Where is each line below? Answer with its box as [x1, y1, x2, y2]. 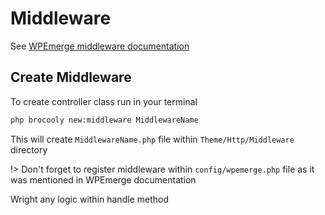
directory [10, 143, 48, 156]
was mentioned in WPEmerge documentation [10, 173, 197, 186]
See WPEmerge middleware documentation [10, 40, 190, 52]
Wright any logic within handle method [10, 193, 169, 205]
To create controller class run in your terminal [10, 95, 198, 107]
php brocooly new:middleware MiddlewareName [10, 115, 199, 125]
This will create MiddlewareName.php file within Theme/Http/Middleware [10, 133, 295, 145]
